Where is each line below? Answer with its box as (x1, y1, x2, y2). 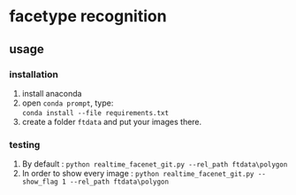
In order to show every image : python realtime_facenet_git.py (21, 168, 254, 179)
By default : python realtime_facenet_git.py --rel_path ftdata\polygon (21, 159, 288, 169)
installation (9, 68, 59, 81)
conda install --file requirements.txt (21, 108, 170, 117)
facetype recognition (9, 6, 167, 27)
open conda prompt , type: (21, 97, 114, 108)
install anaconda (21, 88, 82, 98)
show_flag (21, 177, 59, 187)
